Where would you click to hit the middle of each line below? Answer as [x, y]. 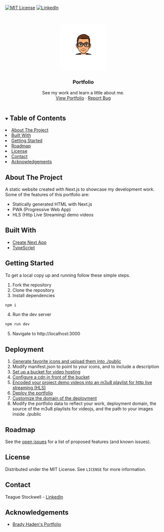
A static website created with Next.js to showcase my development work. [80, 189]
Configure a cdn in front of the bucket [51, 377]
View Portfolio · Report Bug [83, 98]
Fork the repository [32, 285]
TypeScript [24, 247]
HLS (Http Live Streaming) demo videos [53, 215]
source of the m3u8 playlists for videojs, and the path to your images [83, 409]
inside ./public [27, 414]
